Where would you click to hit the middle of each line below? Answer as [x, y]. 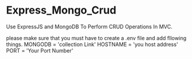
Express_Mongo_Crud [61, 10]
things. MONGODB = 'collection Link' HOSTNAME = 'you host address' [92, 44]
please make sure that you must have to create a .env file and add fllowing [96, 38]
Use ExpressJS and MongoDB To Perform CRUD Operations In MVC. [89, 27]
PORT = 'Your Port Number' [40, 50]
